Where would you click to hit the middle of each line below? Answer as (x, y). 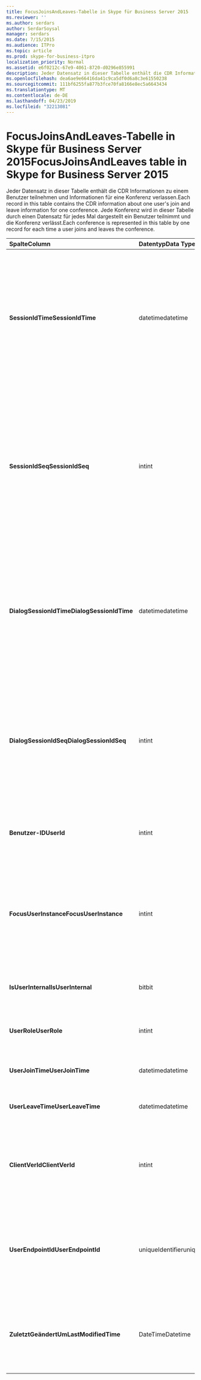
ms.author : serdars (31, 23)
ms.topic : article (29, 51)
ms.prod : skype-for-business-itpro (51, 56)
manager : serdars (28, 34)
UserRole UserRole (36, 1031)
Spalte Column (30, 244)
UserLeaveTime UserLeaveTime (55, 1107)
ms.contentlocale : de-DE (37, 95)
